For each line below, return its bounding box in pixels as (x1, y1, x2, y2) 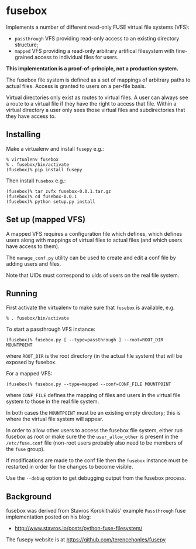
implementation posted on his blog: (6, 513, 91, 520)
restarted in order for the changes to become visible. (6, 463, 133, 470)
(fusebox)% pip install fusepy (6, 167, 82, 172)
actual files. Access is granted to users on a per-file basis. (6, 82, 146, 89)
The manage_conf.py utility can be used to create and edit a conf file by (6, 254, 177, 261)
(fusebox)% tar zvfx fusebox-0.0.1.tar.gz (6, 188, 111, 194)
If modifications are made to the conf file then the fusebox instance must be (6, 457, 188, 464)
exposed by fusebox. (6, 359, 57, 366)
